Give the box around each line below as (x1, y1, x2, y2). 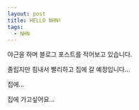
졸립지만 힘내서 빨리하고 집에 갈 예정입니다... (7, 65, 130, 74)
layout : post (7, 10, 46, 18)
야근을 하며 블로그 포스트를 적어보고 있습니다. (7, 50, 133, 59)
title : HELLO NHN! (7, 17, 62, 24)
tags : (7, 23, 23, 30)
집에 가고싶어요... (7, 95, 55, 104)
